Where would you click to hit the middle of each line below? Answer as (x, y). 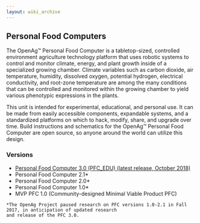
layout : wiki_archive (33, 12)
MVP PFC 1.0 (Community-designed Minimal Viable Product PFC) (96, 193)
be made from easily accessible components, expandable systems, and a (97, 114)
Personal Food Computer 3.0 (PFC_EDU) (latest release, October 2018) (103, 168)
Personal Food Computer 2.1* (52, 174)
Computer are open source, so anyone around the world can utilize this (94, 133)
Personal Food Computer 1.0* (52, 187)
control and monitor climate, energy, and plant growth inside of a (86, 63)
